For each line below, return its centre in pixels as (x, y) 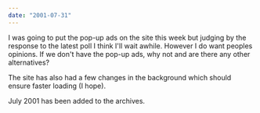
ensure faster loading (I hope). (57, 86)
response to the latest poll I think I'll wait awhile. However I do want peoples (130, 46)
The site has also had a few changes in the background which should (120, 77)
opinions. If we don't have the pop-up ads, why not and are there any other (129, 54)
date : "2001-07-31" (40, 15)
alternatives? (29, 62)
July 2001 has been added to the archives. (77, 101)
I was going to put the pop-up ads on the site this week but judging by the (127, 37)
